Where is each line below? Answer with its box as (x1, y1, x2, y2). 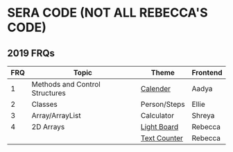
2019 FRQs (7, 47, 55, 59)
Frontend (191, 68, 223, 77)
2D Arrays (31, 122, 65, 131)
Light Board (141, 122, 179, 131)
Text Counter (141, 133, 184, 143)
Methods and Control (31, 80, 101, 89)
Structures (31, 88, 66, 98)
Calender (141, 84, 171, 93)
